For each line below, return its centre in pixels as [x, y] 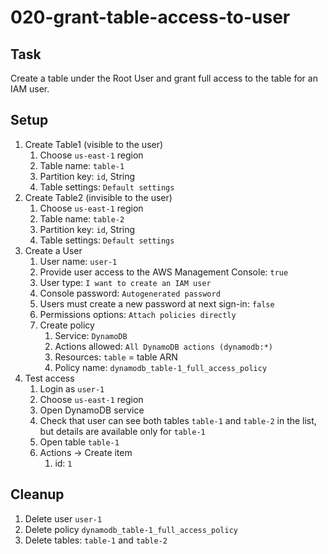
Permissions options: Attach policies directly [138, 314]
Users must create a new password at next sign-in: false [157, 303]
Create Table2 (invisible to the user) [98, 197]
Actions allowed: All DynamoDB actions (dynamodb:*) [163, 346]
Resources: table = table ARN [116, 357]
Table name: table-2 [82, 218]
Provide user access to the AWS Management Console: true [164, 272]
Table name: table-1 [82, 165]
